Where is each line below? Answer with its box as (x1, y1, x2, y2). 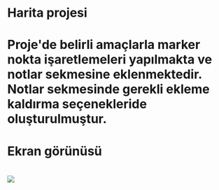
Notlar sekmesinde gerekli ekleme (7, 82, 210, 97)
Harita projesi (7, 5, 87, 21)
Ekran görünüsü (7, 143, 103, 159)
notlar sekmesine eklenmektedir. (7, 66, 202, 82)
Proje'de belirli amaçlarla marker (7, 37, 201, 53)
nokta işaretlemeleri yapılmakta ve (7, 52, 212, 68)
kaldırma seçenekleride (7, 96, 147, 112)
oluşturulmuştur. (7, 111, 107, 127)
